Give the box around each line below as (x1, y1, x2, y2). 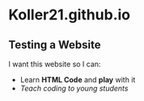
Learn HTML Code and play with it (19, 75, 136, 84)
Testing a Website (8, 38, 101, 52)
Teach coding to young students (19, 83, 129, 93)
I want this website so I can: (8, 59, 101, 69)
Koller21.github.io (8, 6, 131, 24)
